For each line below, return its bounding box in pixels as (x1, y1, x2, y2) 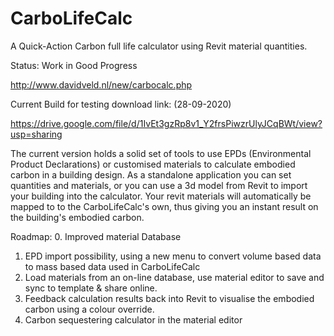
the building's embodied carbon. (10, 211, 145, 223)
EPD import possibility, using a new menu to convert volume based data (24, 250, 322, 262)
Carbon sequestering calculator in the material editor (24, 313, 243, 326)
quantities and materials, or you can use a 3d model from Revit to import (10, 179, 308, 191)
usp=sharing (10, 128, 63, 140)
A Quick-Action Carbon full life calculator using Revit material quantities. (10, 40, 308, 52)
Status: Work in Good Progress (10, 59, 138, 71)
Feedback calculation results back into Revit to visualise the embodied (24, 292, 315, 304)
